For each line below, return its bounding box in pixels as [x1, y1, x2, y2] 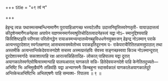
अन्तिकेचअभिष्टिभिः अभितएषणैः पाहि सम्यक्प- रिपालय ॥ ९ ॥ [5, 70, 102, 76]
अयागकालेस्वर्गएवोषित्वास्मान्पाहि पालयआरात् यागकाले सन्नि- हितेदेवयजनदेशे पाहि [5, 59, 132, 65]
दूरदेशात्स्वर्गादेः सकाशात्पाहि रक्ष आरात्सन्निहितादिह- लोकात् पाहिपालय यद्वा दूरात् [5, 53, 130, 59]
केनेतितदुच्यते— [133, 59, 158, 65]
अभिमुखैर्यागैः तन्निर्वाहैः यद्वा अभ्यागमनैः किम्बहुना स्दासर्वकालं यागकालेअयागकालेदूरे [24, 65, 151, 70]
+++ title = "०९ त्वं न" [5, 5, 47, 10]
